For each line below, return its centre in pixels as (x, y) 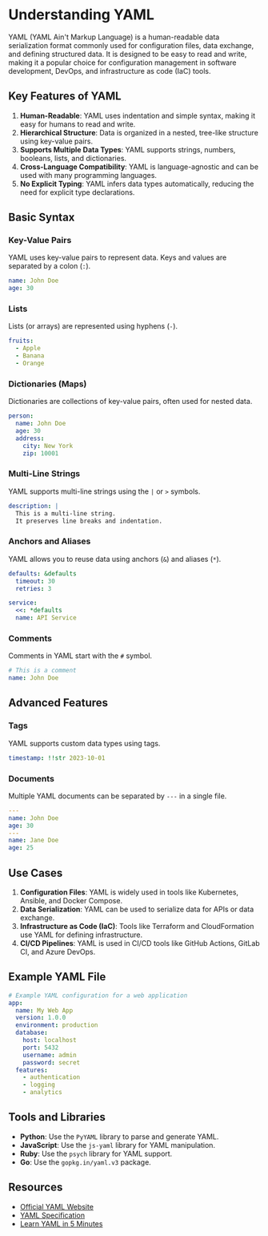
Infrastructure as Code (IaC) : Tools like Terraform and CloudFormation (137, 926)
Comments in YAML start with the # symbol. (80, 656)
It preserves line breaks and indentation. (89, 521)
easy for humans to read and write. (78, 124)
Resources (36, 1188)
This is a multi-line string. (66, 513)
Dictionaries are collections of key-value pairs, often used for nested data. (130, 402)
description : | (34, 506)
